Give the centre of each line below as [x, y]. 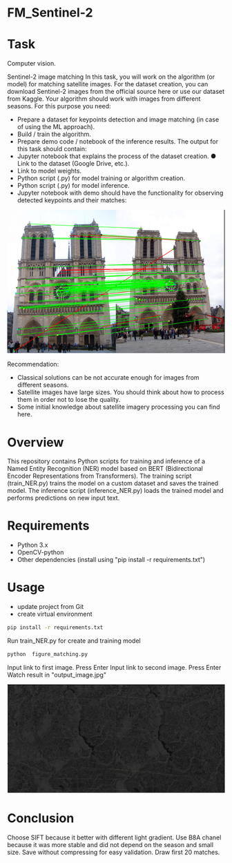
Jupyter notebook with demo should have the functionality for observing [120, 193]
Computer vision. [32, 64]
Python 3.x [32, 545]
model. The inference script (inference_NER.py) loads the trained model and [116, 491]
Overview [36, 442]
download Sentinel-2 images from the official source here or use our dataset [116, 92]
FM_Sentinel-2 [50, 13]
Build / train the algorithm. [54, 134]
